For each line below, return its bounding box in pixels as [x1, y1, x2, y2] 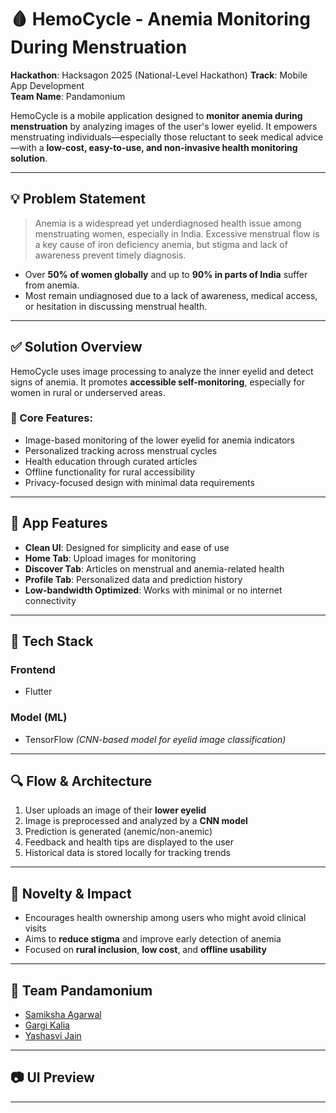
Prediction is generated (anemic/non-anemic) [24, 826, 213, 838]
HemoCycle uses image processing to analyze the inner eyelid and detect [10, 365, 314, 377]
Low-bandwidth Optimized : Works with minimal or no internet [24, 584, 283, 596]
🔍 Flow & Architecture [10, 773, 153, 790]
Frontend [10, 662, 56, 676]
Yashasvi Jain [24, 1030, 82, 1042]
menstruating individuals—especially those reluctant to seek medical [10, 131, 294, 143]
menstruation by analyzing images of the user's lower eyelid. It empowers [10, 120, 318, 132]
